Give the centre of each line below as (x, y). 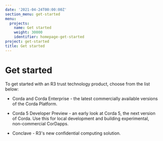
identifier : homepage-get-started (49, 37)
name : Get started (33, 28)
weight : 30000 (28, 32)
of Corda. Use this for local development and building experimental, (81, 118)
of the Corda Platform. (35, 104)
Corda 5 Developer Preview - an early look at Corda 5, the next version (84, 113)
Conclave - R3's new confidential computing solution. (67, 133)
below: (12, 89)
